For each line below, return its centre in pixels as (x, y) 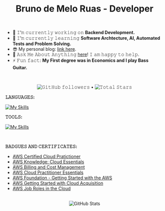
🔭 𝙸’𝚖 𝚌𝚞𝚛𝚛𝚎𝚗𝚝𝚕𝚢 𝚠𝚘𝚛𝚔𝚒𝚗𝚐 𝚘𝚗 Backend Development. (73, 32)
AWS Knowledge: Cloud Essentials (48, 162)
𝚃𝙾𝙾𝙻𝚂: (14, 117)
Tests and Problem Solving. (42, 44)
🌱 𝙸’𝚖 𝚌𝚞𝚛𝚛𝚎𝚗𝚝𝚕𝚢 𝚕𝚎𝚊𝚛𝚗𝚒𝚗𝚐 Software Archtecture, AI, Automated (86, 38)
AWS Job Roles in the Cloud (42, 188)
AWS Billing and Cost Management (49, 167)
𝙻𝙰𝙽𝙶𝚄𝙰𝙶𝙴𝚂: (20, 97)
